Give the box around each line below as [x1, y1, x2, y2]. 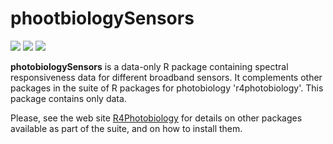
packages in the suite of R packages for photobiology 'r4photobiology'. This [10, 82, 324, 94]
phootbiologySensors [10, 7, 195, 30]
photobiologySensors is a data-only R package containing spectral [10, 60, 289, 72]
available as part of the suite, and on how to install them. [10, 122, 243, 134]
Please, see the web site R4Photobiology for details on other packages [10, 112, 303, 124]
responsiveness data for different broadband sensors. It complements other [10, 71, 323, 83]
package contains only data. [10, 92, 127, 104]
